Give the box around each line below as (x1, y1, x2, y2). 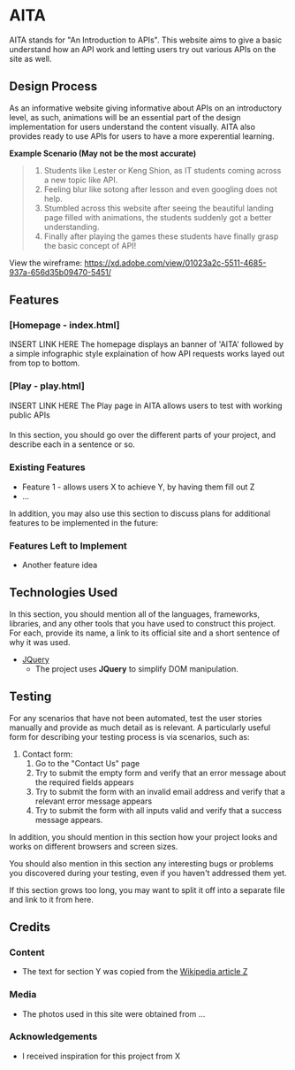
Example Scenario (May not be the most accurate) (9, 148, 197, 158)
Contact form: (21, 749, 73, 759)
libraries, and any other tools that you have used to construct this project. (9, 618, 276, 628)
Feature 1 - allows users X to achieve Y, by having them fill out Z (21, 481, 255, 492)
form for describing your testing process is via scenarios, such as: (9, 731, 250, 742)
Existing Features (9, 461, 86, 473)
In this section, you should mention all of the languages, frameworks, (9, 608, 261, 620)
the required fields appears (34, 776, 134, 788)
